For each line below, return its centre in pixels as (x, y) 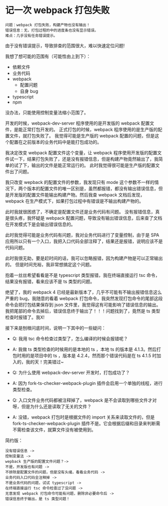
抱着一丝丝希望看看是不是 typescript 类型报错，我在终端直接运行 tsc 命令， (82, 275)
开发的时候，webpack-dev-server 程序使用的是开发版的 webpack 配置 (77, 123)
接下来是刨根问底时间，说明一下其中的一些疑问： (55, 328)
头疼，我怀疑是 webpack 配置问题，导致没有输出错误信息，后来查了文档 (88, 218)
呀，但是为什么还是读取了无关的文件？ (52, 406)
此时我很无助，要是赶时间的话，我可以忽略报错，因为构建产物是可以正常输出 (84, 258)
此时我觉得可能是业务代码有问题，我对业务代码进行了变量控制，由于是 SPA (82, 235)
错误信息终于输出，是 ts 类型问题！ (37, 499)
